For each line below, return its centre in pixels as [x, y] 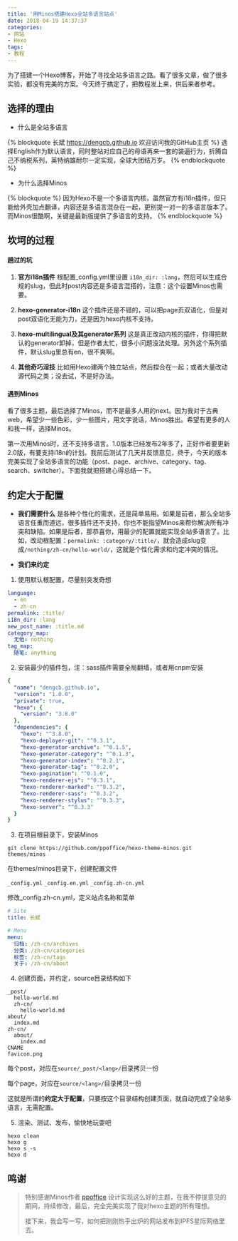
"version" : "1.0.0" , [44, 694]
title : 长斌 [24, 918]
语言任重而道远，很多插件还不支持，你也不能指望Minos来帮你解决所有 [120, 523]
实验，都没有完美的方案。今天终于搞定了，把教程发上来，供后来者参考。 [113, 83]
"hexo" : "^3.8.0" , [47, 734]
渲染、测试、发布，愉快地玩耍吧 [64, 1123]
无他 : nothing [33, 640]
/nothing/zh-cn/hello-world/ [67, 550]
